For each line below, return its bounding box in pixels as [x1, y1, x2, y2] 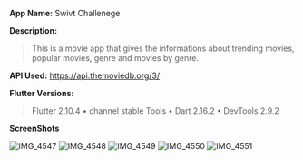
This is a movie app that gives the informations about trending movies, [31, 43, 295, 54]
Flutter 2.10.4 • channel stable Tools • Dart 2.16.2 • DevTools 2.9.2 [31, 105, 279, 116]
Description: [9, 25, 57, 35]
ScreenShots [9, 123, 60, 134]
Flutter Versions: [9, 88, 74, 98]
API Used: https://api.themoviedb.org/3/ [9, 70, 161, 81]
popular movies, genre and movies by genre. [31, 53, 200, 63]
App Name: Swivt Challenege [9, 8, 121, 18]
